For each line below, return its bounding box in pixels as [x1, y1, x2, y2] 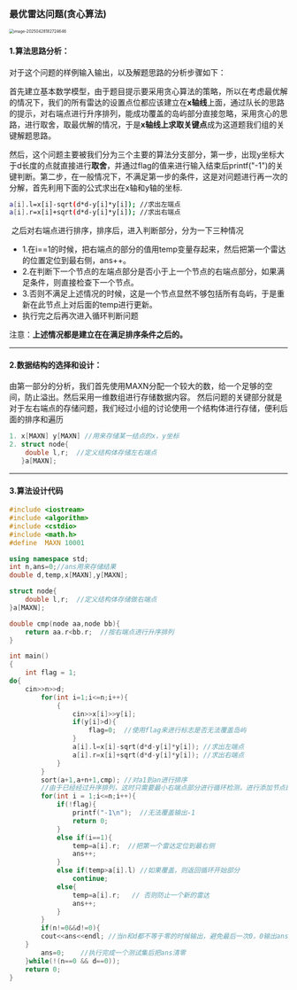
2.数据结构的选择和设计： [9, 359, 103, 370]
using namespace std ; [9, 554, 89, 564]
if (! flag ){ [56, 800, 97, 809]
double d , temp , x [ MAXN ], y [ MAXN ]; [9, 571, 128, 580]
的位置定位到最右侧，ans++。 [21, 255, 131, 266]
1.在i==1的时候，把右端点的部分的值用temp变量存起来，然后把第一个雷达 [21, 244, 286, 254]
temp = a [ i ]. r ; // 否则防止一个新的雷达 [72, 891, 210, 900]
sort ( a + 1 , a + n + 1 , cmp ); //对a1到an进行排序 [41, 776, 188, 784]
